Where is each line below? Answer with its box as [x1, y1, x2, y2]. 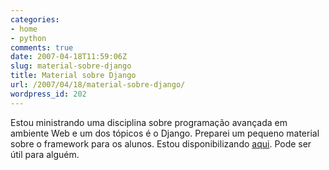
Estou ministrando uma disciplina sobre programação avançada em [10, 116, 288, 128]
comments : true [10, 42, 74, 53]
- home [10, 24, 38, 34]
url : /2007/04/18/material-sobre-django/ [10, 80, 186, 90]
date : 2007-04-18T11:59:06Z [10, 52, 128, 62]
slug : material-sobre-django [10, 61, 132, 71]
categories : [10, 14, 60, 25]
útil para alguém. [10, 148, 80, 160]
